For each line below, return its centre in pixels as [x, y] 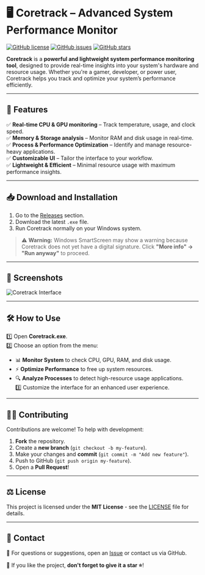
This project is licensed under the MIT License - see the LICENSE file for [98, 507]
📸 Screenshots [35, 277]
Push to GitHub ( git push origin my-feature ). [73, 461]
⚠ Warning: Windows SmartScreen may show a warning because [104, 240]
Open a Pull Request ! [42, 467]
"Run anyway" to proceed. [56, 253]
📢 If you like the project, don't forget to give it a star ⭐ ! [75, 565]
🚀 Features [27, 110]
